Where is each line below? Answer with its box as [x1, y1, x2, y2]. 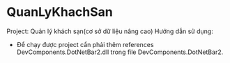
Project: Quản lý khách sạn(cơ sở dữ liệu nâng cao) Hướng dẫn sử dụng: [6, 27, 213, 35]
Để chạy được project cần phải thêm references [16, 40, 154, 48]
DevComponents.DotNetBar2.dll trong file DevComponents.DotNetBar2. [16, 48, 224, 56]
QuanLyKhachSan [6, 4, 113, 20]
